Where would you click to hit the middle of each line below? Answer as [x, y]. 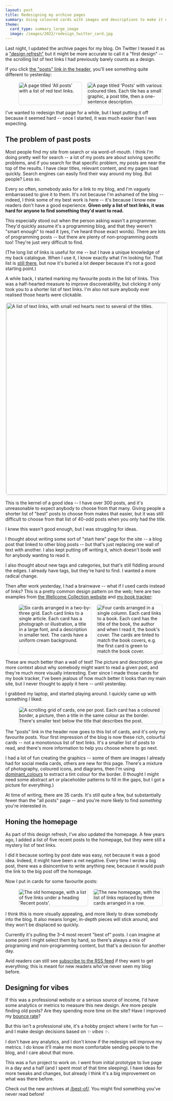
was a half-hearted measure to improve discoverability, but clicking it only [83, 284]
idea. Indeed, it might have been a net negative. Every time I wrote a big [81, 860]
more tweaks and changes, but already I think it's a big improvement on [81, 1073]
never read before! [25, 1094]
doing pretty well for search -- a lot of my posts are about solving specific [83, 157]
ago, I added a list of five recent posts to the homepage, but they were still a [85, 840]
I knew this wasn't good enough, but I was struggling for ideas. [71, 529]
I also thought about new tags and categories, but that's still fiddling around [85, 565]
